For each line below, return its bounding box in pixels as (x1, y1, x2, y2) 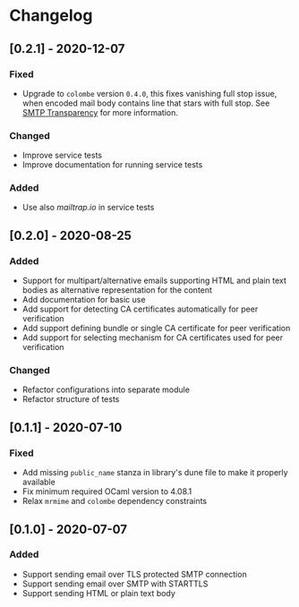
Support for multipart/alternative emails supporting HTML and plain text (21, 275, 286, 286)
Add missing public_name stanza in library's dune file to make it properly (21, 467, 288, 478)
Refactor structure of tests (21, 394, 120, 405)
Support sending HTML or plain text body (21, 587, 176, 598)
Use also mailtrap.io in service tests (21, 202, 155, 213)
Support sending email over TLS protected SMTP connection (21, 569, 248, 579)
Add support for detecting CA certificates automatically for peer (21, 303, 259, 314)
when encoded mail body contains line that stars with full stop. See (21, 98, 270, 108)
